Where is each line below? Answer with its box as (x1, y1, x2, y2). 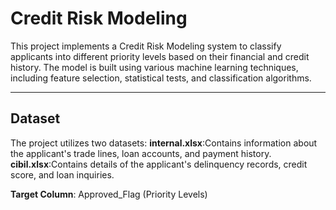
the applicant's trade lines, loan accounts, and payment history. (10, 147, 272, 159)
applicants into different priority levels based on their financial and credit (10, 50, 310, 62)
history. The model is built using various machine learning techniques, (10, 61, 299, 73)
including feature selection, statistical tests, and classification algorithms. (10, 72, 312, 84)
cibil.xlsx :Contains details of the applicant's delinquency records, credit (10, 158, 308, 170)
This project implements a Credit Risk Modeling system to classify (10, 40, 282, 52)
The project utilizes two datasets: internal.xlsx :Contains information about (10, 137, 318, 149)
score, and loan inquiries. (10, 168, 115, 181)
